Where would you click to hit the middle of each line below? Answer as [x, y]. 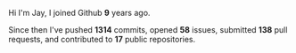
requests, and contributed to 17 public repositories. [102, 39]
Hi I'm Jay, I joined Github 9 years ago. [79, 13]
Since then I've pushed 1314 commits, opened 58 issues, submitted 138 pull [148, 30]
